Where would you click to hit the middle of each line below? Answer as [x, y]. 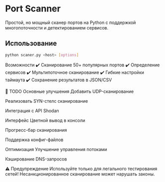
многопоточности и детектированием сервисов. [57, 27]
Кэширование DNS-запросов [36, 159]
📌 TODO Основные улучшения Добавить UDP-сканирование [70, 91]
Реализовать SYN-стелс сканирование [47, 101]
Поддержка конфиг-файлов [34, 140]
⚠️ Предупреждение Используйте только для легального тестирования [81, 169]
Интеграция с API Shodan [32, 111]
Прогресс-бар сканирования [36, 130]
